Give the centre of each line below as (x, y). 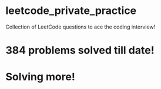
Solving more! (41, 77)
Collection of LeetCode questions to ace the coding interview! (80, 27)
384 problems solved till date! (80, 50)
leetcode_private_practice (71, 11)
